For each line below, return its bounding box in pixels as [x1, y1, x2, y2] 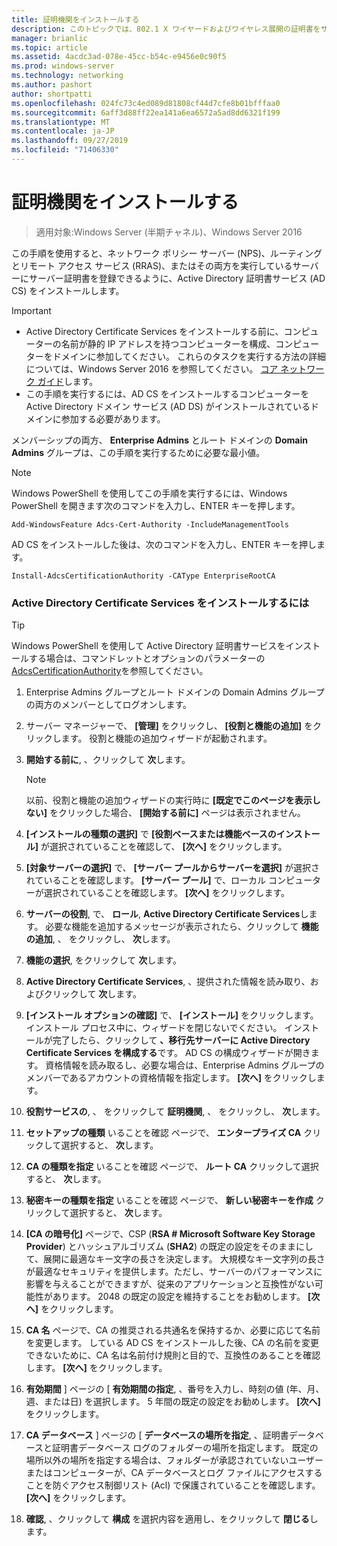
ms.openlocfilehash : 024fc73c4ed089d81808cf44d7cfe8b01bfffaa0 [11, 98, 281, 108]
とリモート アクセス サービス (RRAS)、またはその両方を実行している [11, 259, 293, 271]
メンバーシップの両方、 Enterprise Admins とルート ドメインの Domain [11, 434, 308, 446]
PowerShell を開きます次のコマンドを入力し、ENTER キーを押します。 [11, 499, 301, 511]
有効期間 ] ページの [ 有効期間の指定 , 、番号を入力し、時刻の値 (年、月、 [25, 1383, 325, 1395]
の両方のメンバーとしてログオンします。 [25, 699, 192, 711]
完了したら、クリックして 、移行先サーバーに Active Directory [52, 1034, 311, 1046]
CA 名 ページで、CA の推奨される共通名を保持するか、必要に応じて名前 [25, 1324, 321, 1336]
